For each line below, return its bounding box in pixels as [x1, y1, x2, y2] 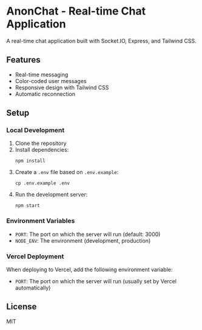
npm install [15, 158, 45, 164]
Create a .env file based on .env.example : [15, 169, 119, 176]
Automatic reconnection [15, 90, 76, 98]
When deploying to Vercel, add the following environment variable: [6, 266, 173, 274]
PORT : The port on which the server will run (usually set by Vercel [15, 278, 177, 285]
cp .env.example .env [15, 180, 70, 186]
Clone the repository [15, 140, 67, 147]
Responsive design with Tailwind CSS [15, 84, 109, 91]
